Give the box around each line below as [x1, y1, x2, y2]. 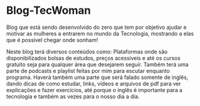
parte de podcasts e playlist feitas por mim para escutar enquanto [6, 67, 170, 74]
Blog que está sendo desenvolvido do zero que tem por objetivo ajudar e [6, 23, 187, 31]
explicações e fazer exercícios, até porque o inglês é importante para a [6, 86, 183, 93]
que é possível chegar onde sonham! [6, 36, 98, 43]
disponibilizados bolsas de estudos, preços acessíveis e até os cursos [6, 54, 181, 61]
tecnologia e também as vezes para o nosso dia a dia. [6, 93, 140, 100]
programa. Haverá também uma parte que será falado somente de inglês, [6, 73, 189, 81]
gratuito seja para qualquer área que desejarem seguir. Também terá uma [6, 61, 189, 68]
